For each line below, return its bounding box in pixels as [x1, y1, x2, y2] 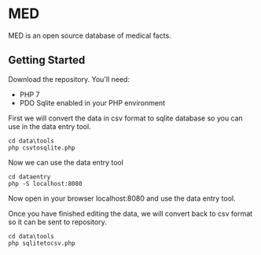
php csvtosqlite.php [8, 143, 76, 152]
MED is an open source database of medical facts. [8, 31, 171, 40]
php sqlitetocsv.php [8, 239, 76, 247]
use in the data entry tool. [8, 121, 92, 131]
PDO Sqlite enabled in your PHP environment [19, 98, 166, 107]
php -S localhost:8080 [8, 179, 83, 187]
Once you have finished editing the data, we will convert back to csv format [8, 209, 253, 218]
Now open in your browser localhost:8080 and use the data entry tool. [8, 194, 236, 203]
